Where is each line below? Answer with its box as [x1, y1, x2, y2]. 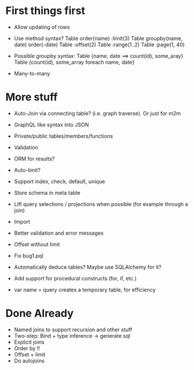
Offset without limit [13, 241, 60, 248]
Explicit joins [13, 338, 45, 345]
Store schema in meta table [13, 189, 80, 196]
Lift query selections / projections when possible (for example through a [13, 200, 188, 207]
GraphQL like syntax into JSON [13, 121, 89, 128]
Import [13, 218, 30, 225]
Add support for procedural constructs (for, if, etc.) [13, 275, 137, 282]
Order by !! [13, 344, 40, 352]
